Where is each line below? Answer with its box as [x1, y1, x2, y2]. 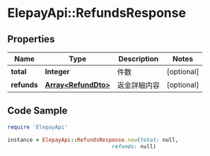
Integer [45, 67, 70, 76]
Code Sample [7, 104, 68, 117]
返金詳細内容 [117, 80, 161, 90]
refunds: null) [112, 143, 157, 150]
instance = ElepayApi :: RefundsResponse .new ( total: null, [7, 136, 179, 143]
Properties [7, 33, 55, 45]
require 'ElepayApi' [7, 124, 69, 131]
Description [118, 54, 159, 64]
